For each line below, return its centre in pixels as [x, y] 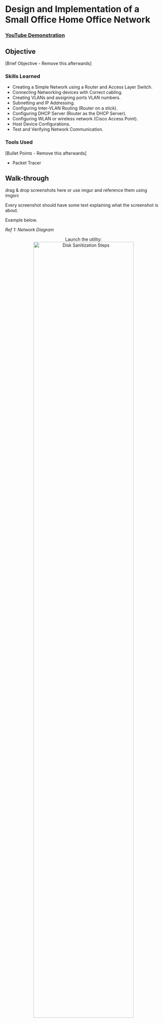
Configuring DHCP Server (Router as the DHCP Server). [69, 113]
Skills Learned [23, 76]
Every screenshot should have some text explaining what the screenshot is [82, 205]
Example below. [21, 220]
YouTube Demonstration [35, 35]
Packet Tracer [27, 163]
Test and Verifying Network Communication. [58, 129]
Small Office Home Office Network [78, 20]
